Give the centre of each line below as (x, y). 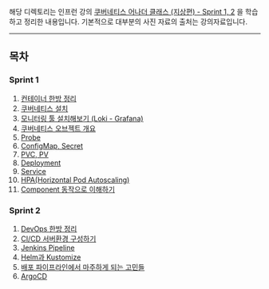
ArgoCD (34, 276)
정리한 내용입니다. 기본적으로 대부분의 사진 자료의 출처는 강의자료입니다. (136, 22)
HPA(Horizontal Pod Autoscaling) (75, 180)
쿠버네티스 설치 (44, 108)
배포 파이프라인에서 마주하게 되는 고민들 (83, 267)
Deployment (41, 163)
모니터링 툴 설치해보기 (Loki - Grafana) (82, 118)
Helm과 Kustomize (51, 257)
